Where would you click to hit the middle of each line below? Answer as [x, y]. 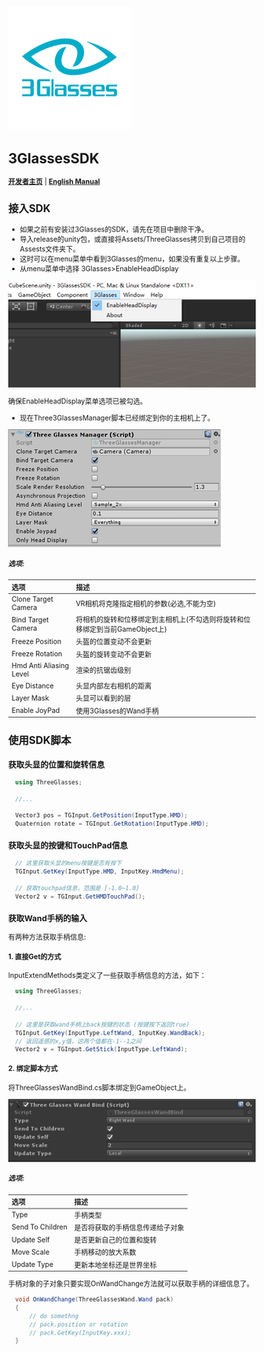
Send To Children [40, 1227]
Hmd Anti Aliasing [40, 665]
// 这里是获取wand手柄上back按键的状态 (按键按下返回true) [103, 1024]
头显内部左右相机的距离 [114, 686]
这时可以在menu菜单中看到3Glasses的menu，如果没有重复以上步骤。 [132, 258]
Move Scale [30, 1252]
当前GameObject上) [135, 630]
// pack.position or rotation [78, 1324]
